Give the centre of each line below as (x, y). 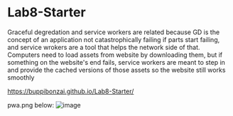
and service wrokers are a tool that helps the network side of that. (104, 47)
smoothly (21, 77)
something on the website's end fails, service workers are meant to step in (116, 62)
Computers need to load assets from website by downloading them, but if (115, 55)
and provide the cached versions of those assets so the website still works (116, 70)
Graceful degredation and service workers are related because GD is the (114, 32)
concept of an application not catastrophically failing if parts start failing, (114, 39)
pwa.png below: (31, 105)
